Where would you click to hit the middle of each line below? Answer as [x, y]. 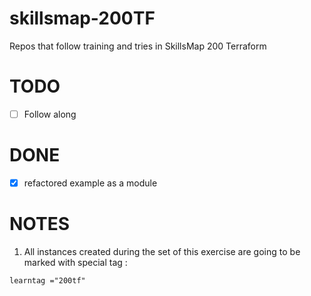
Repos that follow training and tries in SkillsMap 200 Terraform [138, 46]
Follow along [50, 114]
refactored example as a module [90, 183]
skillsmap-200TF [82, 18]
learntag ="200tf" [47, 280]
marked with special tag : [75, 262]
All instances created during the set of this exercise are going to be [162, 251]
